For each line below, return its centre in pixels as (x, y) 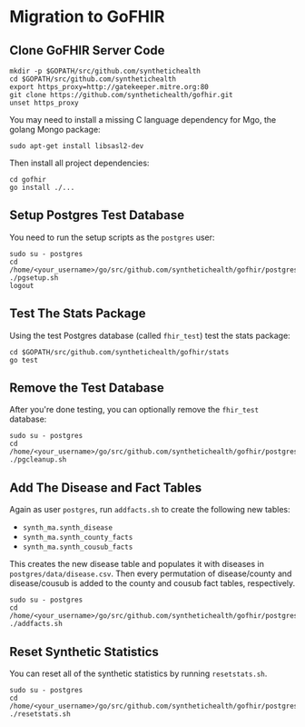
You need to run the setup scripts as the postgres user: (112, 237)
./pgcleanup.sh (38, 460)
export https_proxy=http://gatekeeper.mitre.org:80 (109, 87)
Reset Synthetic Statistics (84, 652)
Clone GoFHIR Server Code (87, 50)
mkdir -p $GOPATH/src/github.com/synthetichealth (105, 71)
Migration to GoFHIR (87, 17)
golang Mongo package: (55, 129)
